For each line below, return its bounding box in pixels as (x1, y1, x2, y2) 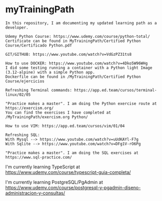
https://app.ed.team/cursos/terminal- (74, 87, 157, 93)
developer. (5, 25, 29, 30)
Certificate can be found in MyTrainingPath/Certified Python (5, 38, 141, 43)
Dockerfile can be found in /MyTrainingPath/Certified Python (5, 74, 141, 79)
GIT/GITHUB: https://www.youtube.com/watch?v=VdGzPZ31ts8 (5, 52, 132, 57)
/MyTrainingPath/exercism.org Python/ (5, 114, 88, 120)
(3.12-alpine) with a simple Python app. (5, 70, 95, 75)
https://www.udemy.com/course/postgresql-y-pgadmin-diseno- (5, 184, 141, 190)
